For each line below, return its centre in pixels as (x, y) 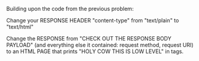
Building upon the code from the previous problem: (70, 9)
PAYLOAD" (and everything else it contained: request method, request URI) (100, 45)
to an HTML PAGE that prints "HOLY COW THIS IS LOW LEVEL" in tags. (95, 51)
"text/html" (20, 27)
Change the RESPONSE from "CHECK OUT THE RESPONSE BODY (89, 38)
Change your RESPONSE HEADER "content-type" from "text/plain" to (93, 20)
